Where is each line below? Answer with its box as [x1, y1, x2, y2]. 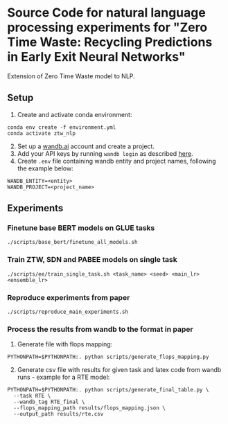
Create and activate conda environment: [17, 110, 132, 118]
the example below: [17, 164, 74, 173]
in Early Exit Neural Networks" [7, 49, 186, 65]
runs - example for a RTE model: [17, 373, 110, 382]
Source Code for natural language [7, 5, 206, 21]
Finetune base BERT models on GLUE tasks [7, 223, 155, 233]
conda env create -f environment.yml [7, 123, 116, 131]
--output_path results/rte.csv [13, 411, 104, 418]
